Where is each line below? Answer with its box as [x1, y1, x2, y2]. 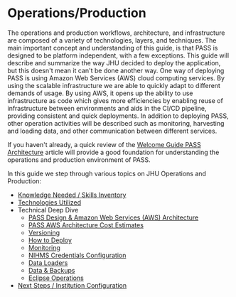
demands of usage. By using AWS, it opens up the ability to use [7, 89, 193, 97]
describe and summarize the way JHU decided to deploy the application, [7, 58, 221, 67]
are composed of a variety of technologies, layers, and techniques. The [7, 36, 217, 44]
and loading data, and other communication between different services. [7, 126, 218, 135]
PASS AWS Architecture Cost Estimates [28, 220, 144, 229]
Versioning [28, 228, 60, 237]
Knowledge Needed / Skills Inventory [17, 190, 127, 199]
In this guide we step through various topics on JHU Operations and [7, 169, 206, 178]
